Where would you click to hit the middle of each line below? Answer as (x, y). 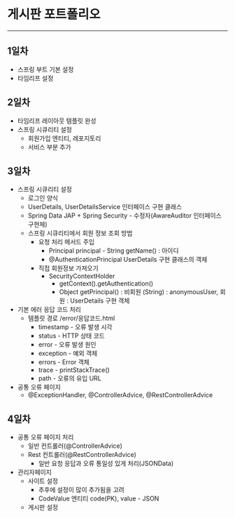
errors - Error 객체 (64, 362)
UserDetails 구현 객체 (100, 301)
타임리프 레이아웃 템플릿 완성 (57, 121)
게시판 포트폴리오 (54, 14)
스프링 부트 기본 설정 (45, 69)
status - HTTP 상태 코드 (71, 336)
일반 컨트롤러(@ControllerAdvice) (75, 446)
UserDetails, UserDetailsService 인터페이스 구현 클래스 (105, 207)
